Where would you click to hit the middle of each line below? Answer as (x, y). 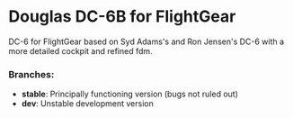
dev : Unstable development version (87, 104)
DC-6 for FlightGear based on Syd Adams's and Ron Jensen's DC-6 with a (146, 41)
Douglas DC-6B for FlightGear (122, 17)
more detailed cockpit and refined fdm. (81, 50)
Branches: (31, 74)
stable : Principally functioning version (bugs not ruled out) (130, 94)
